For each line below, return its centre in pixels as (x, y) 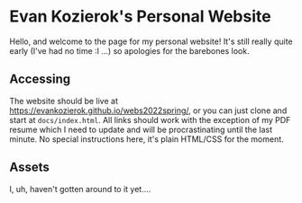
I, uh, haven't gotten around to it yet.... (80, 189)
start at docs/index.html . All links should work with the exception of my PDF (150, 119)
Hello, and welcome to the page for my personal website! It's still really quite (151, 41)
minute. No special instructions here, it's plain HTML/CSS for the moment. (146, 139)
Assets (29, 168)
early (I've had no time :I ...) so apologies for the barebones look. (129, 50)
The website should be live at (64, 101)
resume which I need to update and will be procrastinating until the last (141, 129)
